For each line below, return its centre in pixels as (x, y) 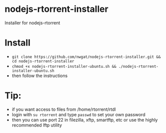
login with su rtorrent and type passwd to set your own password (79, 114)
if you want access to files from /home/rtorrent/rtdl (64, 109)
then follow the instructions (40, 76)
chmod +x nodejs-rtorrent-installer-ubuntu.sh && (64, 66)
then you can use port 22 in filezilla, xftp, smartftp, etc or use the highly (85, 120)
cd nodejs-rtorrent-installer (43, 61)
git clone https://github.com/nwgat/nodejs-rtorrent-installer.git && (86, 57)
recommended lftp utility (37, 125)
